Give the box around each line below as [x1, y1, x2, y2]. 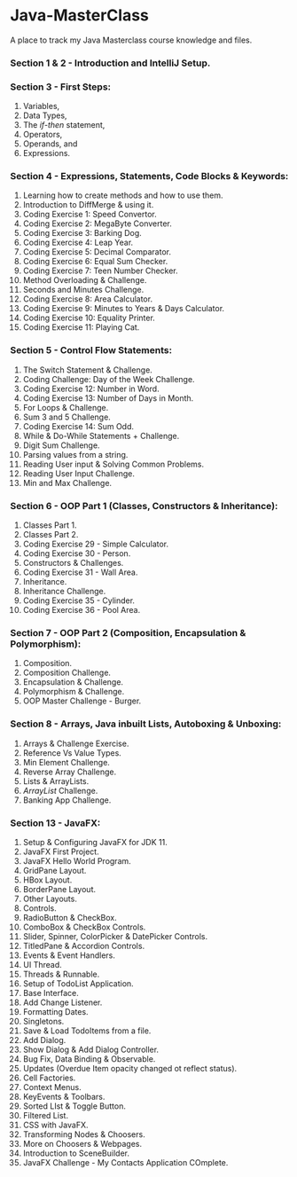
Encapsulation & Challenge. [22, 677, 123, 687]
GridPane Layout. [22, 865, 87, 875]
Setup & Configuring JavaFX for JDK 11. [22, 836, 168, 847]
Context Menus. [22, 1081, 82, 1092]
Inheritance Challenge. [22, 586, 106, 597]
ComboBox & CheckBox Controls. [22, 922, 146, 932]
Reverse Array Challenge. [22, 766, 117, 777]
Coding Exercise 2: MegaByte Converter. [22, 218, 172, 229]
